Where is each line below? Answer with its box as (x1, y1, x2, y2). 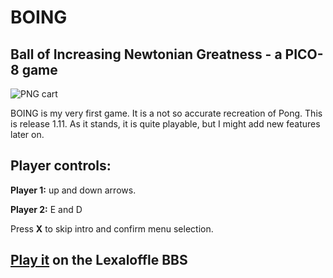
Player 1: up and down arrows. (10, 184, 137, 196)
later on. (10, 129, 45, 140)
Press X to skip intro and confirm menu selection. (10, 222, 214, 235)
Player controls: (10, 157, 112, 175)
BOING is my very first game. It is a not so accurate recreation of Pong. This (10, 107, 323, 119)
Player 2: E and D (10, 203, 83, 215)
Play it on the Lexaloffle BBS (10, 252, 188, 269)
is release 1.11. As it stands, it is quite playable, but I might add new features (10, 118, 321, 130)
